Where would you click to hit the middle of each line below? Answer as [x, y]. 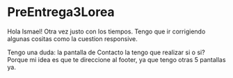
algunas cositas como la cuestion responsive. [72, 38]
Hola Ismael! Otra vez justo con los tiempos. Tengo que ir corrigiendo [106, 31]
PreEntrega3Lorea [61, 12]
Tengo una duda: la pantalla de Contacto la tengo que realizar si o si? [106, 52]
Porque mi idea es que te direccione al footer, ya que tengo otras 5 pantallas [116, 59]
